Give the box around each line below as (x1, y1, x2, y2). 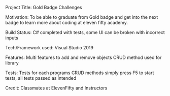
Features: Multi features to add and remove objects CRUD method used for (5, 54, 162, 60)
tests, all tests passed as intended (5, 75, 77, 81)
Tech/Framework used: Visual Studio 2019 (5, 45, 94, 50)
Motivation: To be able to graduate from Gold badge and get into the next (5, 14, 158, 20)
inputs (5, 35, 19, 41)
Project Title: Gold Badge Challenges (5, 5, 82, 10)
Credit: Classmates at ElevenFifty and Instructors (5, 85, 108, 91)
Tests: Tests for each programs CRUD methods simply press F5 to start (5, 70, 154, 76)
